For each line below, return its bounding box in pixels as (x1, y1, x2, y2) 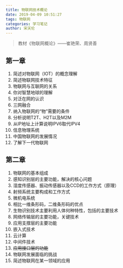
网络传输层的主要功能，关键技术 (12, 213, 79, 219)
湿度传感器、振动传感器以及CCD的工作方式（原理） (12, 182, 119, 188)
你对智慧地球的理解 (12, 89, 53, 95)
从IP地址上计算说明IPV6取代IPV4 (12, 121, 80, 127)
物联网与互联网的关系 (12, 83, 57, 89)
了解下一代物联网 (12, 139, 48, 145)
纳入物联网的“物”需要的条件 (12, 108, 70, 114)
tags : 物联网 (5, 17, 30, 22)
